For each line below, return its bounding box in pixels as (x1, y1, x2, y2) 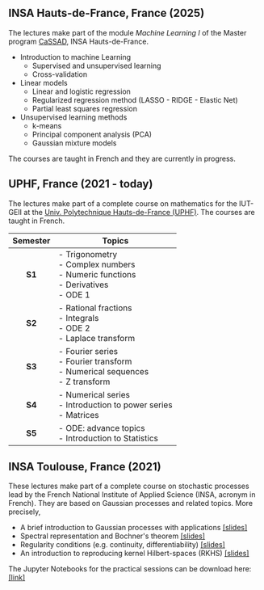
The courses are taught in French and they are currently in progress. (8, 154, 237, 163)
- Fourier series (57, 345, 119, 356)
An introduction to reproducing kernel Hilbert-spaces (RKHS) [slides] (19, 549, 249, 558)
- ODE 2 (57, 322, 90, 334)
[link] (8, 573, 26, 583)
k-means (31, 120, 62, 130)
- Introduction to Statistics (57, 432, 159, 444)
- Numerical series (57, 389, 131, 400)
